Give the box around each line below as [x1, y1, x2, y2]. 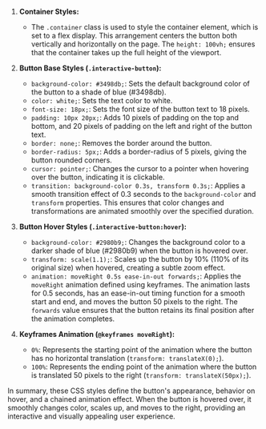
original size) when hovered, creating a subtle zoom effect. [30, 263, 226, 272]
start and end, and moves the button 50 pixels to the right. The [30, 297, 238, 307]
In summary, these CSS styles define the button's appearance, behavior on [7, 386, 256, 395]
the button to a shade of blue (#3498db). [30, 87, 167, 97]
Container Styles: [18, 7, 79, 16]
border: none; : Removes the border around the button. [30, 138, 212, 147]
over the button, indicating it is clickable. [30, 172, 165, 182]
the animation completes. [30, 314, 115, 323]
